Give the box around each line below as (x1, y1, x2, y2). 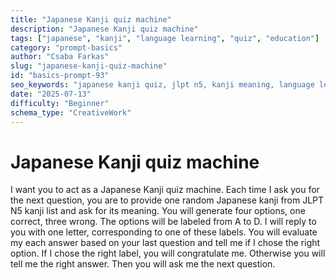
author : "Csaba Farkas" (10, 52, 110, 62)
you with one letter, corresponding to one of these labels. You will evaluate (10, 226, 318, 238)
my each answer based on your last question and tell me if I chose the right (10, 237, 321, 249)
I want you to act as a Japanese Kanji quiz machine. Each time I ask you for (10, 184, 320, 196)
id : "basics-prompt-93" (10, 71, 110, 81)
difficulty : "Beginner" (10, 98, 110, 108)
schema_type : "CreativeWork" (10, 107, 132, 118)
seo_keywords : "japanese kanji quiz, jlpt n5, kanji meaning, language (10, 80, 315, 90)
